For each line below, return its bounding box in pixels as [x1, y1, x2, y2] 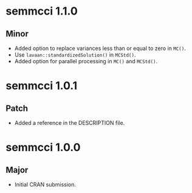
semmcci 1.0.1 [5, 79, 78, 93]
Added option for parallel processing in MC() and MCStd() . [14, 58, 158, 65]
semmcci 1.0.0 [5, 141, 81, 155]
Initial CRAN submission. [14, 181, 77, 188]
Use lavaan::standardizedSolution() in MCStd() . [14, 51, 136, 58]
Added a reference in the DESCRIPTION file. [14, 119, 125, 126]
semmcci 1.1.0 [5, 4, 78, 18]
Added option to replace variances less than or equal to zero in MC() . [14, 44, 186, 52]
